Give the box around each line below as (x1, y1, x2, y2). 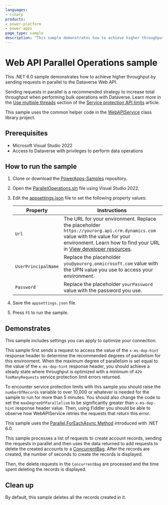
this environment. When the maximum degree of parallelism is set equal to (5, 358, 158, 364)
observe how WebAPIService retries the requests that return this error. (5, 411, 150, 417)
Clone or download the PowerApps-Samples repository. (12, 175, 127, 181)
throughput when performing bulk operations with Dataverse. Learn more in (5, 94, 161, 100)
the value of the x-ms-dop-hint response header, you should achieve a (5, 363, 150, 369)
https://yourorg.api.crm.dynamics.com (63, 228, 156, 234)
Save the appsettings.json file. (12, 300, 76, 306)
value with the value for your (63, 233, 131, 240)
